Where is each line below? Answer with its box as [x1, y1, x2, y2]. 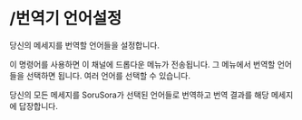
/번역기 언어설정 [9, 8, 122, 29]
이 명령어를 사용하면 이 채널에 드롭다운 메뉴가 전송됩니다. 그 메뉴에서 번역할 [9, 59, 276, 69]
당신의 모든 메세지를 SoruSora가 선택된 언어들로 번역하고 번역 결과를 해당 [9, 89, 269, 100]
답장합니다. [18, 100, 59, 111]
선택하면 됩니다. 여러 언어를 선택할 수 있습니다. [25, 69, 190, 81]
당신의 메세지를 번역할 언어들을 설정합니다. [9, 40, 161, 51]
